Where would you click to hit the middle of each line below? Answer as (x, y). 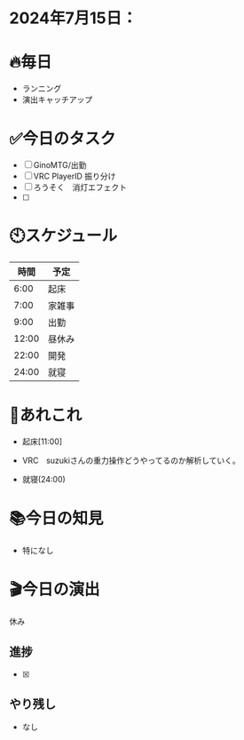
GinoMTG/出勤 (60, 165)
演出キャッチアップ (57, 99)
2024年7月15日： (73, 18)
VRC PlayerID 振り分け (75, 176)
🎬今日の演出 (55, 589)
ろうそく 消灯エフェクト (80, 187)
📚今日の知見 (56, 518)
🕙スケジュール (63, 236)
